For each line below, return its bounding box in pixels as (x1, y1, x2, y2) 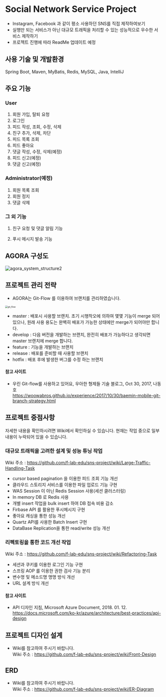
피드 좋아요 (12, 143, 34, 149)
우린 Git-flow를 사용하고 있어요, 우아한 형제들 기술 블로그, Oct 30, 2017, (12, 380, 153, 386)
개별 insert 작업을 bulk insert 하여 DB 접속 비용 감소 (12, 500, 114, 506)
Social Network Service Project (5, 3, 137, 15)
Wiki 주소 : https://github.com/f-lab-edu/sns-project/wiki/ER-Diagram (12, 686, 154, 692)
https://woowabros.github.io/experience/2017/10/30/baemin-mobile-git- (12, 392, 161, 398)
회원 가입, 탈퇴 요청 (12, 111, 50, 117)
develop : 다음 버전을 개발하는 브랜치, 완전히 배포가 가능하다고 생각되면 (12, 332, 151, 338)
